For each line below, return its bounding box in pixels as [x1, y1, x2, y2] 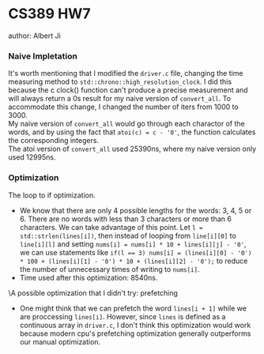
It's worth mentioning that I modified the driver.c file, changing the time [8, 69, 243, 78]
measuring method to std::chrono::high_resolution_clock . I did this [8, 77, 232, 87]
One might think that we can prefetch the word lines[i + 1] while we [19, 303, 247, 313]
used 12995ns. [8, 153, 56, 162]
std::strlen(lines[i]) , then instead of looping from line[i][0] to [19, 231, 237, 240]
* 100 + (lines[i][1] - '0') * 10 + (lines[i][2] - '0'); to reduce [19, 256, 248, 265]
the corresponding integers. [8, 136, 100, 145]
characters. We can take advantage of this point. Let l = [19, 222, 203, 232]
